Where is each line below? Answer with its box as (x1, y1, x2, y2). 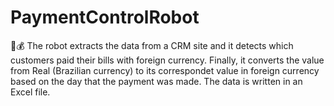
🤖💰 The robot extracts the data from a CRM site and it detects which (10, 39, 294, 51)
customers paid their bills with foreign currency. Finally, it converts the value (10, 54, 325, 66)
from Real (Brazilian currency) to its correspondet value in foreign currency (10, 64, 320, 76)
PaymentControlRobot (10, 6, 200, 29)
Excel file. (10, 86, 51, 98)
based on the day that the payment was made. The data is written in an (10, 75, 303, 87)
